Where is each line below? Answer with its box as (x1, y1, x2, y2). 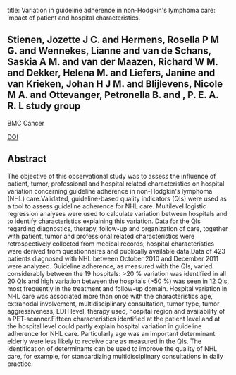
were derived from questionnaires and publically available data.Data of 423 (7, 246, 225, 255)
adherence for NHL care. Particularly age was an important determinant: (7, 329, 217, 338)
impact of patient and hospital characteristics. (7, 13, 141, 22)
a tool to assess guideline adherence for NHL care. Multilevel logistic (7, 201, 206, 210)
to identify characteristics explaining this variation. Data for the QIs (7, 217, 201, 225)
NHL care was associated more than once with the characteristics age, (7, 292, 213, 300)
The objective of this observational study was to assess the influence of (7, 172, 216, 180)
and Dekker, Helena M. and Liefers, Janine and (7, 67, 216, 79)
